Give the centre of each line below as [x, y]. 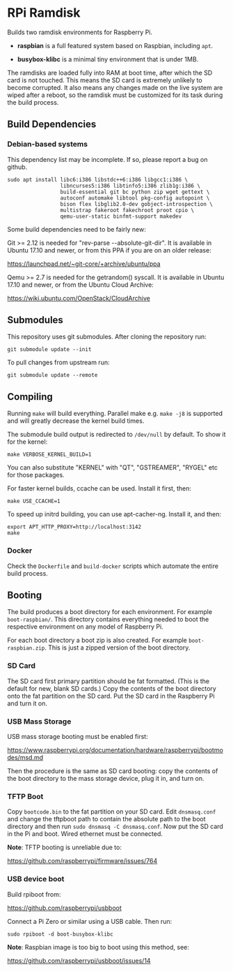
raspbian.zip [26, 648]
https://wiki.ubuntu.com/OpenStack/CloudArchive [79, 298]
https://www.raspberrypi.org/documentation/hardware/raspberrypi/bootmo [115, 750]
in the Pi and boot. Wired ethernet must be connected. [85, 834]
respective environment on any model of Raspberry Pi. [85, 627]
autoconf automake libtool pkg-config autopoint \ [135, 198]
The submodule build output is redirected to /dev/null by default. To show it [116, 435]
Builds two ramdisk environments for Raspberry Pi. [80, 32]
